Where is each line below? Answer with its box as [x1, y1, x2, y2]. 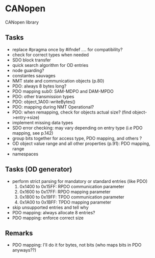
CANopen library [5, 19, 39, 25]
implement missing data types [12, 119, 74, 125]
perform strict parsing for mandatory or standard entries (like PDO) [12, 178, 148, 184]
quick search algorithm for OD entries [12, 62, 89, 68]
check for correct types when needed [12, 52, 89, 57]
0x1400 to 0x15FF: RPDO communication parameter [19, 183, 125, 189]
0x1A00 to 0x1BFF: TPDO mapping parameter [19, 199, 111, 205]
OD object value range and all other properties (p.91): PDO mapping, [12, 141, 151, 146]
